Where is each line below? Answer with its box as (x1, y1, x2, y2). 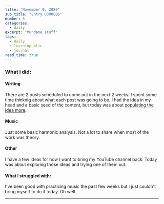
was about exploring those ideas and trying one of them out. (5, 162, 127, 167)
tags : (5, 35, 16, 40)
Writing (5, 81, 21, 86)
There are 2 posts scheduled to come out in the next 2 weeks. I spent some (5, 91, 157, 98)
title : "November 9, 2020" (5, 7, 60, 12)
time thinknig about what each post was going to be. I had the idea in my (5, 97, 151, 102)
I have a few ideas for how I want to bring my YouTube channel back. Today (5, 156, 157, 162)
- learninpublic (9, 43, 42, 48)
